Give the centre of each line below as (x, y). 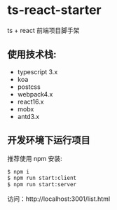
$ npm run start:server (42, 185)
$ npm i (19, 171)
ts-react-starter (54, 10)
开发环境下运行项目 (49, 140)
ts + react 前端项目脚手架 (43, 30)
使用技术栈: (32, 55)
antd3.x (28, 116)
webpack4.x (35, 94)
